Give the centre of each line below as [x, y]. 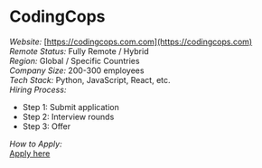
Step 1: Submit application [70, 107]
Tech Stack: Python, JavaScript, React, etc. [90, 79]
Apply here [30, 153]
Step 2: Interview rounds [68, 117]
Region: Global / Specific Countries [75, 61]
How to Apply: [36, 144]
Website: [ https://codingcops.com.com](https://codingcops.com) [131, 42]
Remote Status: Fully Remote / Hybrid [79, 51]
